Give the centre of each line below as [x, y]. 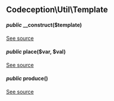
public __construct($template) [44, 25]
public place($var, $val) [36, 52]
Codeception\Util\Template [57, 10]
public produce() [27, 78]
